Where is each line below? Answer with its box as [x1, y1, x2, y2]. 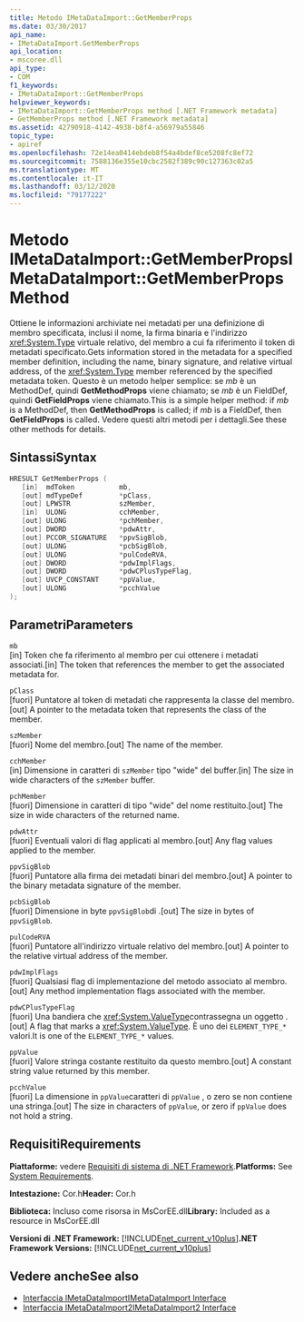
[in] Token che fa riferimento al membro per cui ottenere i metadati [9, 649, 259, 660]
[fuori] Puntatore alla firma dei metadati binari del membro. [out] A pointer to [9, 870, 293, 881]
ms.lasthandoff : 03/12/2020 [9, 183, 116, 192]
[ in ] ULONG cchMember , [21, 508, 161, 518]
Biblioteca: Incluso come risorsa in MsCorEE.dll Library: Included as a [9, 1205, 270, 1217]
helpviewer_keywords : [9, 97, 92, 107]
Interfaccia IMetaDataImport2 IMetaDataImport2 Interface [22, 1302, 237, 1313]
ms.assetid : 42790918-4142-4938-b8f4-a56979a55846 [9, 123, 205, 133]
